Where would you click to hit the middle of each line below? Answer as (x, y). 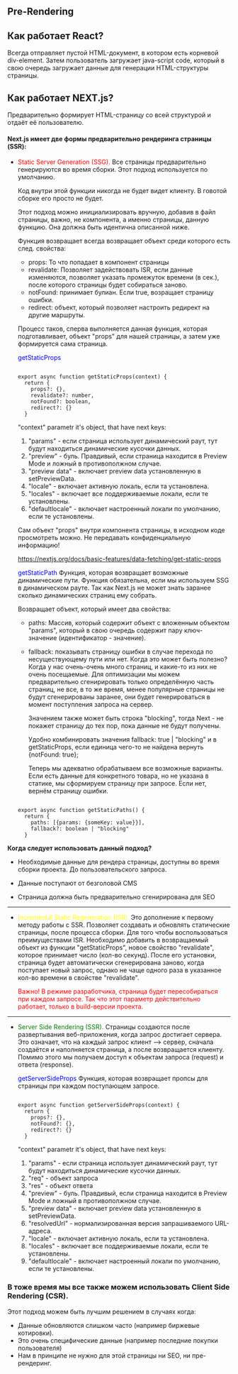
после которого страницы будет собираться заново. (108, 285)
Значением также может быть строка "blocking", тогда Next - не (126, 718)
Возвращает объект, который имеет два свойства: (94, 609)
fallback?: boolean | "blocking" (80, 829)
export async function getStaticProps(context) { (92, 377)
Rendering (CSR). (38, 1296)
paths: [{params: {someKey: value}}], (88, 823)
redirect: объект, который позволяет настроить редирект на (119, 307)
